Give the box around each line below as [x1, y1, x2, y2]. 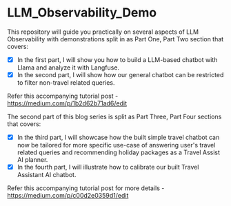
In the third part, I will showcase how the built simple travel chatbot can [17, 133, 220, 142]
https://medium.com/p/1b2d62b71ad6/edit [7, 99, 128, 107]
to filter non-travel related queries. [17, 79, 115, 87]
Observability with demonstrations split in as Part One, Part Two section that [7, 34, 224, 43]
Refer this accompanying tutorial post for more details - [7, 184, 165, 192]
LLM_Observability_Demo [7, 5, 157, 21]
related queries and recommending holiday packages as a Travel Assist [17, 148, 221, 156]
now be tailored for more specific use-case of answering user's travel [17, 141, 216, 150]
